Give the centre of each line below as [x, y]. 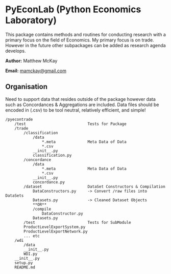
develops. [16, 51]
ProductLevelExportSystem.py [55, 227]
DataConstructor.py [62, 214]
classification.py [52, 155]
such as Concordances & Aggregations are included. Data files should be [82, 104]
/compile [42, 209]
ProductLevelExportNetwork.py [56, 231]
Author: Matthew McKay [31, 60]
